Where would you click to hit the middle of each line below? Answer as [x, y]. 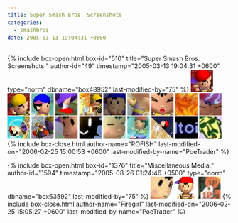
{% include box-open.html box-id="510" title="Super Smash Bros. [104, 59]
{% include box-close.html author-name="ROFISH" [82, 144]
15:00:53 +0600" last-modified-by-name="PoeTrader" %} [144, 152]
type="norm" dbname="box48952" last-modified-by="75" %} [98, 89]
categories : [25, 22]
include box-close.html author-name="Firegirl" [76, 204]
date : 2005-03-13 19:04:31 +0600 [57, 38]
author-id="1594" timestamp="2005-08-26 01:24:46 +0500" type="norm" [117, 173]
